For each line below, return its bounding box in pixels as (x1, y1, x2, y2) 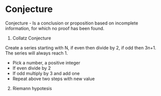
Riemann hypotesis (12, 85, 52, 91)
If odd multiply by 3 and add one (12, 70, 80, 76)
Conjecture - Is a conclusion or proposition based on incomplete (5, 20, 138, 26)
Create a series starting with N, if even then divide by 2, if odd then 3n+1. (5, 44, 156, 50)
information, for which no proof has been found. (5, 25, 104, 31)
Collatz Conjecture (12, 35, 51, 41)
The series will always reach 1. (5, 50, 68, 56)
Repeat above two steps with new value (12, 75, 95, 81)
